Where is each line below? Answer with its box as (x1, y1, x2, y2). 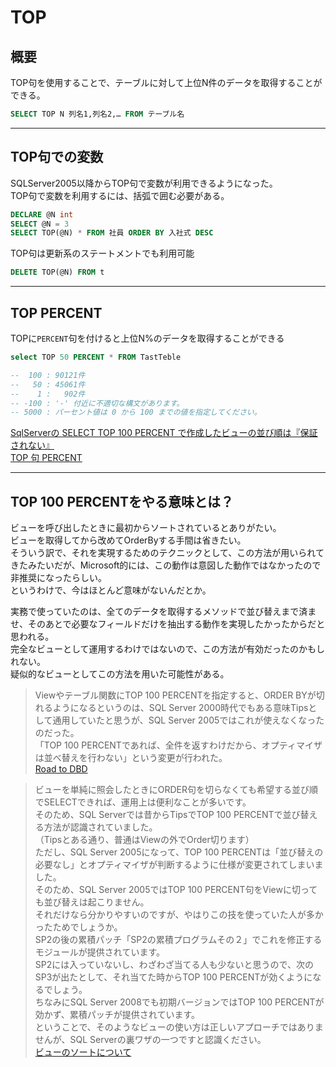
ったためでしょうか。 (34, 921, 123, 933)
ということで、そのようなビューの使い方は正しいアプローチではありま (34, 1021, 324, 1033)
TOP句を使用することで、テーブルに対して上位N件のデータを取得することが (10, 77, 323, 88)
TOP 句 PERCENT (10, 452, 83, 464)
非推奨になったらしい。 (10, 572, 107, 584)
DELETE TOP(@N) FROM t (10, 267, 105, 278)
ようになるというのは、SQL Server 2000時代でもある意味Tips (52, 702, 309, 714)
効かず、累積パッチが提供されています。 (34, 1009, 200, 1021)
